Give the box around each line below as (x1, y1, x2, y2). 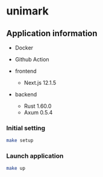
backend (14, 91, 37, 98)
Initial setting (6, 123, 46, 132)
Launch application (6, 152, 64, 160)
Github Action (14, 56, 49, 63)
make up (6, 166, 26, 172)
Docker (14, 44, 34, 51)
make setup (6, 137, 34, 144)
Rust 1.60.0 (23, 102, 52, 110)
